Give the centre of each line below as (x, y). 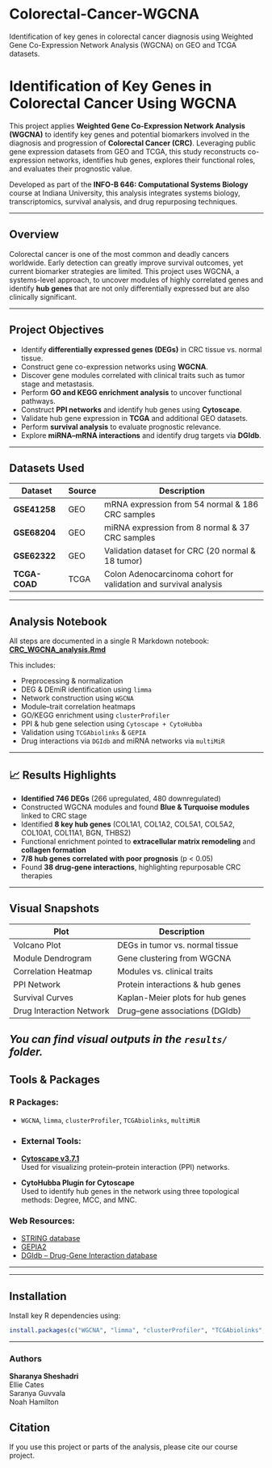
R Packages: (34, 1102)
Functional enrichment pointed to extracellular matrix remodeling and (138, 841)
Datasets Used (47, 468)
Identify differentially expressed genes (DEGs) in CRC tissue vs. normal (141, 349)
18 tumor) (123, 561)
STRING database (50, 1239)
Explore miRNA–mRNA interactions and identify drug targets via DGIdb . (141, 435)
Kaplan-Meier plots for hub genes (182, 997)
